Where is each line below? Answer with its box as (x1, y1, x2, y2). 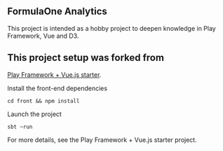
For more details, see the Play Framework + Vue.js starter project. (7, 136, 198, 144)
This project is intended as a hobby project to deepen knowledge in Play (7, 24, 216, 32)
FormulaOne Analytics (7, 6, 107, 17)
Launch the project (7, 110, 62, 118)
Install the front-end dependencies (7, 84, 107, 92)
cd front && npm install (7, 97, 80, 104)
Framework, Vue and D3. (7, 31, 79, 40)
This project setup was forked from (7, 52, 165, 64)
